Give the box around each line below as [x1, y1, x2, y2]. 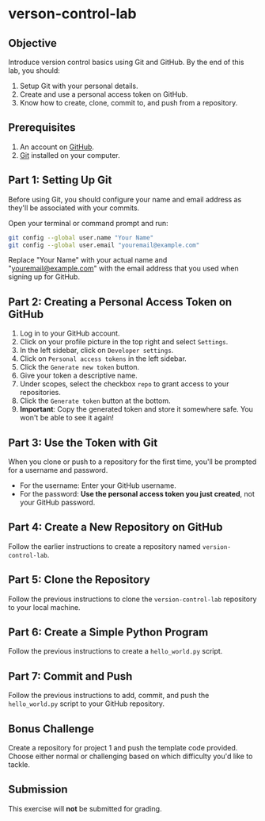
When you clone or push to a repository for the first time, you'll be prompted [8, 457, 257, 466]
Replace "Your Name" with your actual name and [8, 255, 168, 265]
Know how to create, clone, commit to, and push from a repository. [19, 98, 238, 107]
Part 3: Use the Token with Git [8, 435, 158, 449]
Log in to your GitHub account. [19, 328, 120, 338]
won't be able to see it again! [19, 413, 115, 423]
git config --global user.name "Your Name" [8, 233, 154, 242]
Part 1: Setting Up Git [8, 174, 112, 187]
